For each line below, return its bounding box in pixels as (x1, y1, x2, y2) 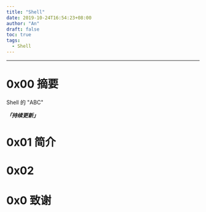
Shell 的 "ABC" (6, 99, 44, 106)
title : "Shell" (6, 9, 45, 15)
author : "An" (6, 20, 40, 26)
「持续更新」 (6, 112, 39, 119)
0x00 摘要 (6, 77, 59, 91)
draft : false (6, 26, 40, 32)
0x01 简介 (6, 135, 56, 149)
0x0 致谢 (6, 194, 51, 208)
